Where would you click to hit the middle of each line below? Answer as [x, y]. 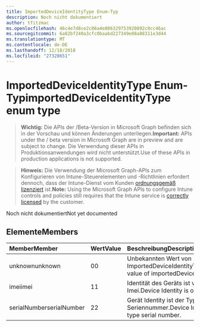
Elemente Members [42, 232]
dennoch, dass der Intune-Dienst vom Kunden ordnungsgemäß [98, 183]
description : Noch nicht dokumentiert [54, 17]
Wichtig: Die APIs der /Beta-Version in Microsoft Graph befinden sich [106, 127]
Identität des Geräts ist [159, 283]
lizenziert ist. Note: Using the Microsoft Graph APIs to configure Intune [107, 189]
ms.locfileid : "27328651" [38, 56]
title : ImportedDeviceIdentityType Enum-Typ [62, 12]
